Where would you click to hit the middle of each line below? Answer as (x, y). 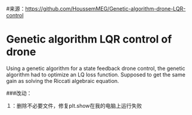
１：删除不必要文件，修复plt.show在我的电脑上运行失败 (74, 106)
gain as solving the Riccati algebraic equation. (63, 81)
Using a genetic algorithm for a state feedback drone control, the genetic (96, 68)
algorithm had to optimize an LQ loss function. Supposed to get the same (96, 74)
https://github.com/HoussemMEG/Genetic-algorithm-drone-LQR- (105, 9)
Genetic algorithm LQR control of (89, 39)
